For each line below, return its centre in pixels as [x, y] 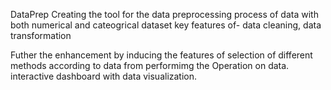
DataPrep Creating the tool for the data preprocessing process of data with [164, 14]
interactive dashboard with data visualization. [104, 76]
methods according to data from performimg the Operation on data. [150, 65]
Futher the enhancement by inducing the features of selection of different [161, 55]
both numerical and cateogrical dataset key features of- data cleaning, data [166, 25]
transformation [41, 35]
